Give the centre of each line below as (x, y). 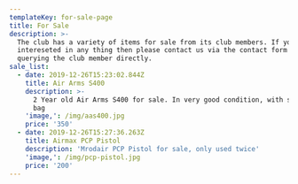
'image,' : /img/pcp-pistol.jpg (83, 157)
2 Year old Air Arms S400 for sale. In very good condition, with (158, 100)
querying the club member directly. (85, 58)
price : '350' (49, 125)
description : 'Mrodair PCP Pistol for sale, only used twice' (142, 149)
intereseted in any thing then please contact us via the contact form (153, 50)
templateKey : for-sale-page (61, 17)
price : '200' (49, 165)
